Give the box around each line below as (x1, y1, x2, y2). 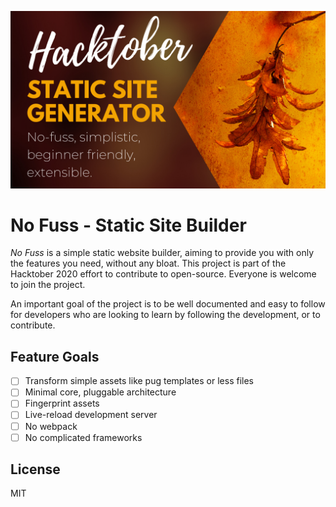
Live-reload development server (24, 409, 158, 421)
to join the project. (10, 279, 86, 291)
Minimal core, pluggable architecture (24, 386, 177, 398)
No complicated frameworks (24, 431, 143, 443)
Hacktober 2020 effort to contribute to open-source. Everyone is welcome (10, 268, 317, 280)
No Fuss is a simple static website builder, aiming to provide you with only (10, 247, 315, 259)
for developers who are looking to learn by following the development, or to (10, 309, 321, 321)
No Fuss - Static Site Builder (10, 214, 247, 236)
